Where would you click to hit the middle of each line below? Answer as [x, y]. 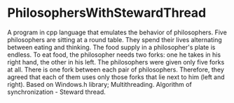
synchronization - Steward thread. [57, 92]
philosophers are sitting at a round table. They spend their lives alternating [115, 39]
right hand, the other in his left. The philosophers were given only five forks [116, 62]
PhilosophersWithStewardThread [107, 13]
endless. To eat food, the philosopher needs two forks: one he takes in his [114, 55]
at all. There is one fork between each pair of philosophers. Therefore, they [116, 69]
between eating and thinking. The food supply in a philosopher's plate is [111, 47]
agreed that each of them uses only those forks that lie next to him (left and [116, 77]
